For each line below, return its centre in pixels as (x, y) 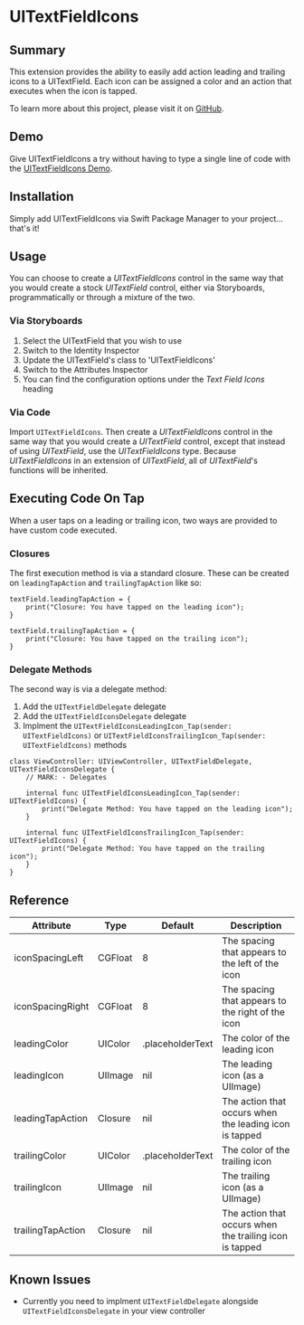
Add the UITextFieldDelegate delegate (94, 706)
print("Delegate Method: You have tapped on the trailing (153, 849)
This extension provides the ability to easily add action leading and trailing (147, 71)
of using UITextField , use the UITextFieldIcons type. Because (123, 451)
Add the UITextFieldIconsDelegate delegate (104, 716)
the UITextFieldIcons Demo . (61, 168)
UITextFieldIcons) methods (75, 745)
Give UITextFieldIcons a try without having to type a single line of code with (150, 158)
